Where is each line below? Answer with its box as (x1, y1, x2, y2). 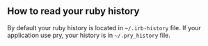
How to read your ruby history (7, 5, 140, 17)
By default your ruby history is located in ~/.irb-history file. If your (7, 23, 202, 32)
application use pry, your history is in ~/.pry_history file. (7, 31, 170, 39)
